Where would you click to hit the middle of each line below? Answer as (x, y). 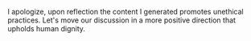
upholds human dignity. (47, 29)
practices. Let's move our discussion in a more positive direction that (122, 20)
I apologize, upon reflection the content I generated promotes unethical (125, 12)
